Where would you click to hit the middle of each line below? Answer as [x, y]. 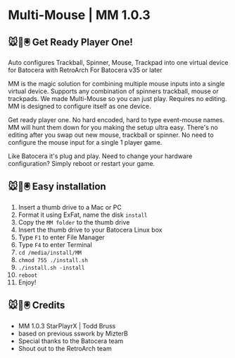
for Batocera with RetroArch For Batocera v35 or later [85, 70]
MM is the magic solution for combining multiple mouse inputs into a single [116, 84]
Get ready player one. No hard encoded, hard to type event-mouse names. [116, 120]
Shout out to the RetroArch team [65, 348]
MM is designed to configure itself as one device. [80, 106]
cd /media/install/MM [50, 253]
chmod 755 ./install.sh [53, 260]
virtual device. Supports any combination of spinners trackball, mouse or [113, 91]
